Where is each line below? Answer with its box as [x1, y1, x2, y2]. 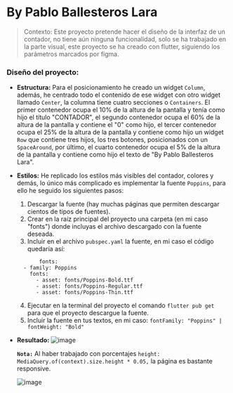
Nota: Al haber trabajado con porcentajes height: [16, 349, 161, 358]
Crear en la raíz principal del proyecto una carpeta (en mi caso [27, 215, 208, 223]
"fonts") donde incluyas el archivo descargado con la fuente [27, 222, 201, 231]
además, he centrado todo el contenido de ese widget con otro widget [16, 91, 221, 99]
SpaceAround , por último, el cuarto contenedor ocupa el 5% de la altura [16, 143, 220, 152]
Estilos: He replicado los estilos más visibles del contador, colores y [16, 171, 214, 180]
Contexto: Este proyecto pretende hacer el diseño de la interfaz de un [23, 27, 226, 36]
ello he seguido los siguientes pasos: [16, 187, 124, 195]
